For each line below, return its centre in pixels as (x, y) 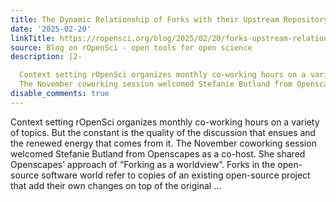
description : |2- (46, 57)
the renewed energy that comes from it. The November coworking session (163, 143)
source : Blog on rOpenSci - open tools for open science (131, 47)
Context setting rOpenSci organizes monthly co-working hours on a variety (165, 122)
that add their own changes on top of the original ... (116, 185)
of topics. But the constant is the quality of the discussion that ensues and (163, 132)
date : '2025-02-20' (51, 29)
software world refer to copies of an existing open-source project (176, 175)
